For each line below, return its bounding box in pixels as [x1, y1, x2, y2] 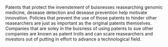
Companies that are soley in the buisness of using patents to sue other [5, 25, 154, 31]
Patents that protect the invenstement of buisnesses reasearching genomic [5, 4, 163, 10]
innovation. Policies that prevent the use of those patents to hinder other [5, 15, 157, 20]
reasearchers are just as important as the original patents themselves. [5, 20, 152, 26]
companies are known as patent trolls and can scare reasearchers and [5, 31, 153, 36]
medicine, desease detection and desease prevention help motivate [5, 9, 148, 15]
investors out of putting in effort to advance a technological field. [5, 36, 142, 42]
